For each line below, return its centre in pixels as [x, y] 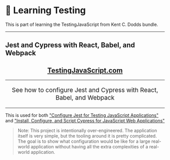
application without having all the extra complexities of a [89, 146]
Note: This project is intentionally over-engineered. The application [87, 130]
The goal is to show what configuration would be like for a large [84, 141]
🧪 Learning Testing [46, 10]
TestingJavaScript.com [85, 70]
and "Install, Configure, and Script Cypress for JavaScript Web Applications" [85, 120]
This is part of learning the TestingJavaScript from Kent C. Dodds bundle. [82, 24]
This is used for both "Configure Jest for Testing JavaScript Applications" [82, 115]
